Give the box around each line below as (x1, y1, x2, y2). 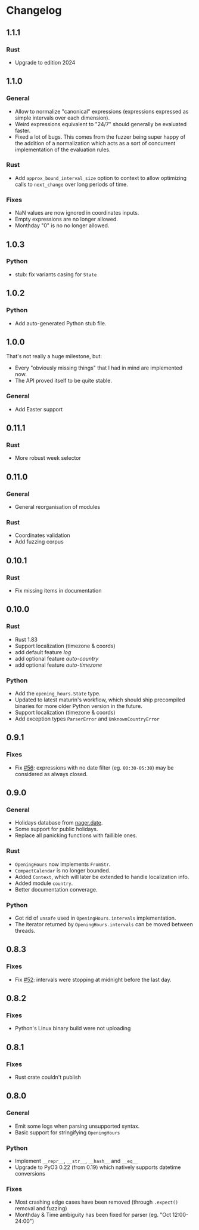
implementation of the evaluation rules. (14, 146, 111, 153)
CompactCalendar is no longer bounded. (14, 866, 111, 874)
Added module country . (14, 880, 73, 887)
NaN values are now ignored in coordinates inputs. (14, 209, 139, 216)
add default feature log (14, 648, 71, 655)
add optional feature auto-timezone (14, 661, 102, 669)
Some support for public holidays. (14, 826, 98, 833)
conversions (14, 1170, 46, 1177)
